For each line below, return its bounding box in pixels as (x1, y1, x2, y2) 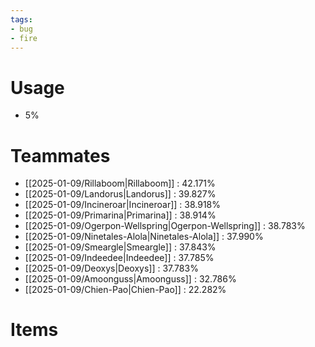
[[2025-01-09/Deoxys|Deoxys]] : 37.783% (24, 262, 199, 275)
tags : (10, 14, 33, 25)
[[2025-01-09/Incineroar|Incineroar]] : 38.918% (24, 199, 222, 211)
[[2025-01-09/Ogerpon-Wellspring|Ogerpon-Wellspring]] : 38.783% (24, 220, 306, 232)
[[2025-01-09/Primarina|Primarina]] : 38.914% (24, 209, 217, 221)
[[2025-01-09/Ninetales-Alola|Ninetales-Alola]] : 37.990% (24, 231, 264, 243)
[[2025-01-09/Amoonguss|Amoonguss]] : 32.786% (24, 273, 237, 285)
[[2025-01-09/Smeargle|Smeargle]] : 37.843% (24, 241, 217, 253)
